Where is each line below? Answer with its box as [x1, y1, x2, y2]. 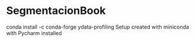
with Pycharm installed [6, 29, 63, 36]
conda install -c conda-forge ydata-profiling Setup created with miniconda [6, 23, 190, 30]
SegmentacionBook [6, 4, 106, 17]
